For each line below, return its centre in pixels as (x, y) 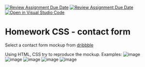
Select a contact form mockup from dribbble (49, 45)
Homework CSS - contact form (68, 32)
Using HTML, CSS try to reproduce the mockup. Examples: (64, 54)
